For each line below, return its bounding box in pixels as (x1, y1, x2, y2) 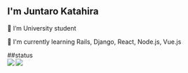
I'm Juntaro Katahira (7, 6, 99, 17)
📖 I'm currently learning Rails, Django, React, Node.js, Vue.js (7, 38, 182, 46)
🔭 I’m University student (7, 24, 76, 32)
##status (7, 51, 33, 59)
